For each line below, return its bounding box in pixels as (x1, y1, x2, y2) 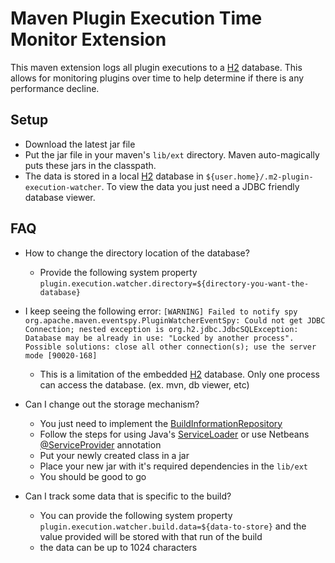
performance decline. (10, 82, 100, 94)
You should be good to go (39, 470, 147, 482)
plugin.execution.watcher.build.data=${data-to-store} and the (39, 520, 307, 532)
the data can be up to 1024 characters (39, 541, 198, 553)
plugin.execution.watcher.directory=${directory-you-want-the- (39, 278, 310, 289)
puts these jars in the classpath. (24, 159, 157, 171)
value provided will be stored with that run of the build (39, 530, 263, 542)
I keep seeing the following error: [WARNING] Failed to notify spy (24, 305, 298, 317)
